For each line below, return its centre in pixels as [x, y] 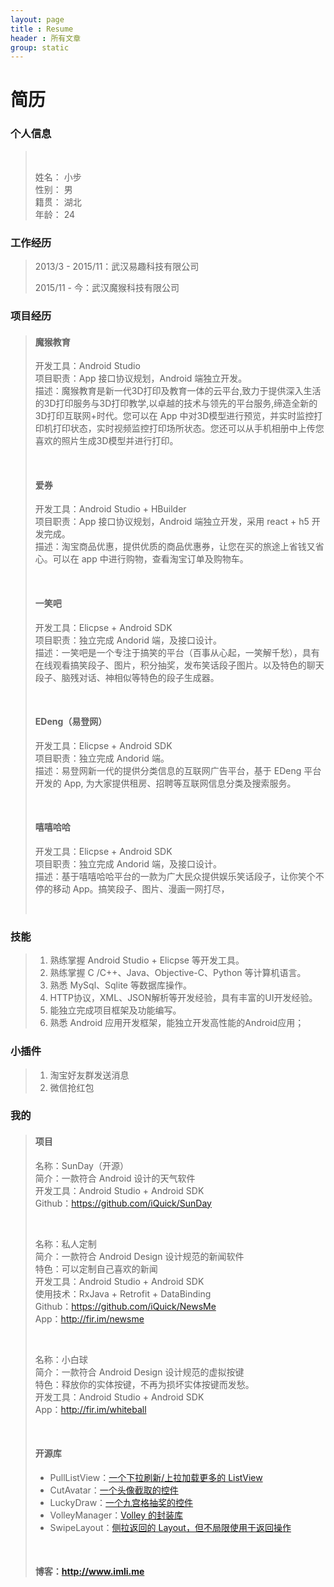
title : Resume [42, 29]
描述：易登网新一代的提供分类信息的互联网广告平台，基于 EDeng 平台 [178, 770]
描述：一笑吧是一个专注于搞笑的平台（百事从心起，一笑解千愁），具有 [177, 652]
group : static [40, 47]
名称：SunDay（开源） [81, 1165]
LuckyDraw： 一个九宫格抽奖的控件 [121, 1502]
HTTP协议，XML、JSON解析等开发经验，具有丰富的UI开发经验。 [183, 998]
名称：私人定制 [65, 1243]
